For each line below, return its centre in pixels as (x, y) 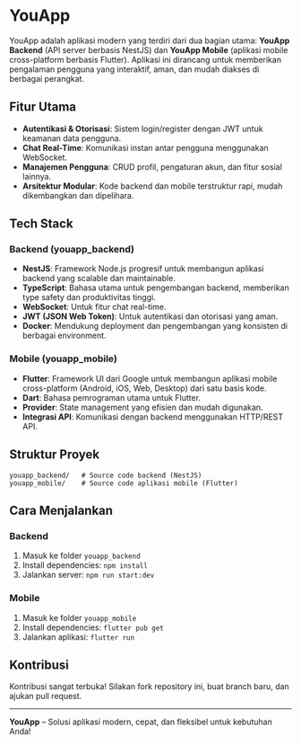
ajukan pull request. (46, 696)
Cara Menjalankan (61, 510)
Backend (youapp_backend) (72, 250)
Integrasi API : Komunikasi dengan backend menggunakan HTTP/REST (153, 416)
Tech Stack (41, 224)
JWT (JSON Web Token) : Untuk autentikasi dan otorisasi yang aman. (150, 316)
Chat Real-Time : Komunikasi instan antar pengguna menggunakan (145, 147)
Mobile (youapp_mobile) (64, 359)
